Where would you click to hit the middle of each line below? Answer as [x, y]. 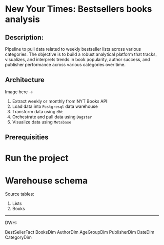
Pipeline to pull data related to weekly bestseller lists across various [73, 49]
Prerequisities [27, 137]
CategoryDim [18, 237]
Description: [24, 37]
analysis [22, 19]
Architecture [25, 80]
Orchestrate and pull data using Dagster [52, 117]
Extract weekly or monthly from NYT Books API [60, 101]
